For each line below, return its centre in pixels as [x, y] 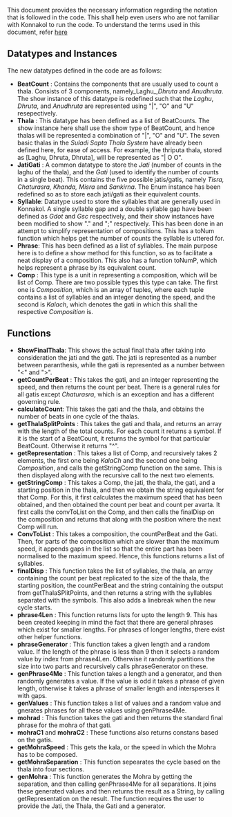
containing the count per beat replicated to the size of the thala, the [113, 578]
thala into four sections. [51, 769]
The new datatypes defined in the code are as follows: [85, 70]
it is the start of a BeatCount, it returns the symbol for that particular [114, 438]
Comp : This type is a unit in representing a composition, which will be [117, 275]
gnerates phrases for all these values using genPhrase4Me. [102, 710]
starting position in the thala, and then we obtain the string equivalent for [120, 490]
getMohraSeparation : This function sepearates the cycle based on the [119, 762]
